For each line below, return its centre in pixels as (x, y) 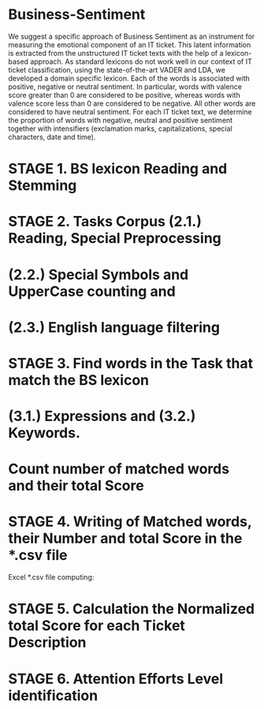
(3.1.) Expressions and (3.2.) (102, 416)
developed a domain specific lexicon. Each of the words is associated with (129, 78)
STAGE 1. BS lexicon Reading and (118, 169)
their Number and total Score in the (125, 539)
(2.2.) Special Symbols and (99, 274)
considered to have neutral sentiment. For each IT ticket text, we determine (130, 111)
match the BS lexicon (79, 380)
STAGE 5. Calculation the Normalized (131, 609)
